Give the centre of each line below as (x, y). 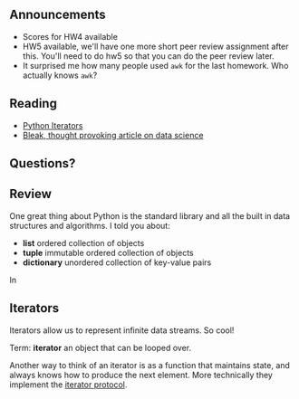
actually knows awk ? (60, 75)
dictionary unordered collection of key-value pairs (117, 262)
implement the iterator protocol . (68, 385)
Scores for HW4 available (70, 36)
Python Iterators (53, 125)
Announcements (58, 15)
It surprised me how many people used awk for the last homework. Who (155, 65)
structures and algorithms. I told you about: (90, 225)
